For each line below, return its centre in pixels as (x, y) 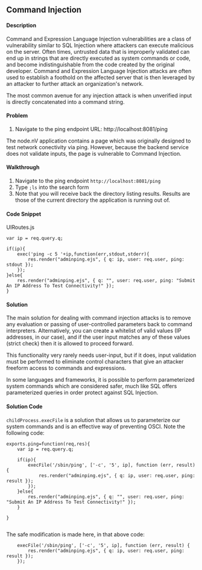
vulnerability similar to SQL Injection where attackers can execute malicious (100, 45)
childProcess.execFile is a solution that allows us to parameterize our (93, 420)
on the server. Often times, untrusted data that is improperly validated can (98, 51)
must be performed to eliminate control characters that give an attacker (95, 362)
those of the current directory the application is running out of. (93, 200)
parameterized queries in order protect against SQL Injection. (82, 392)
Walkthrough (23, 167)
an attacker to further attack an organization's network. (75, 83)
